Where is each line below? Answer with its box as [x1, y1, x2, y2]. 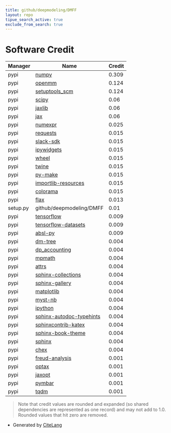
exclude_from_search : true [5, 22, 63, 27]
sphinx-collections [35, 271, 81, 279]
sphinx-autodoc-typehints [35, 313, 101, 320]
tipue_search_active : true [5, 17, 63, 22]
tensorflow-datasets [35, 221, 86, 228]
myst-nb [35, 296, 57, 303]
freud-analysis [35, 355, 72, 362]
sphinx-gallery [35, 280, 71, 287]
